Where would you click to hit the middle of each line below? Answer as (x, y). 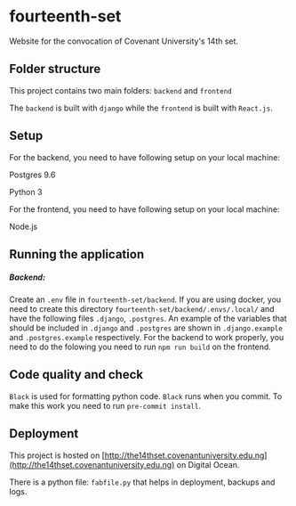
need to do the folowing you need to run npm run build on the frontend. (140, 347)
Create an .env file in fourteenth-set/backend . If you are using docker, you (145, 299)
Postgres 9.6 (32, 175)
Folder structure (55, 69)
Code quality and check (76, 375)
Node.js (24, 226)
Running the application (77, 254)
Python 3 (26, 192)
